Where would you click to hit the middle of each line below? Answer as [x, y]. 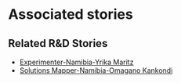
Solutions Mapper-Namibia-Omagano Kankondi [96, 70]
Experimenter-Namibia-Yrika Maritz [76, 62]
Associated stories [71, 14]
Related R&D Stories [58, 43]
